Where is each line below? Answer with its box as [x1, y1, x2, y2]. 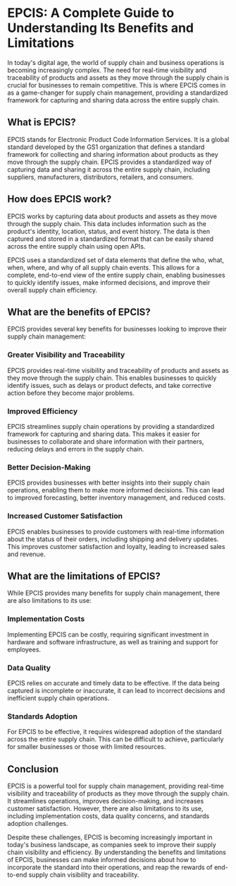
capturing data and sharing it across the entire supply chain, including [7, 165, 211, 174]
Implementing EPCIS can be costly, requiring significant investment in [7, 630, 209, 639]
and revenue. [7, 550, 46, 558]
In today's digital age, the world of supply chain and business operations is [7, 58, 225, 66]
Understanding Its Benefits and [7, 20, 194, 36]
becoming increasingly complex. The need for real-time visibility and [7, 66, 206, 74]
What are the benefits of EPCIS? [7, 306, 151, 318]
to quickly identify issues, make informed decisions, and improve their [7, 278, 211, 287]
